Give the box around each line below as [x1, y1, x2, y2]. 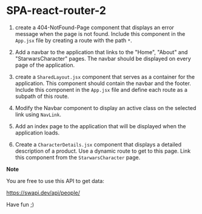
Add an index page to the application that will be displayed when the [15, 122, 186, 129]
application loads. [15, 129, 59, 136]
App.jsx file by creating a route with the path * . [15, 36, 132, 44]
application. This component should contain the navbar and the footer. [15, 80, 191, 87]
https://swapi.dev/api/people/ [6, 189, 80, 196]
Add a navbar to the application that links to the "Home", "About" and [15, 48, 188, 55]
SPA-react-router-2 [6, 4, 106, 18]
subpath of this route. [15, 92, 69, 100]
